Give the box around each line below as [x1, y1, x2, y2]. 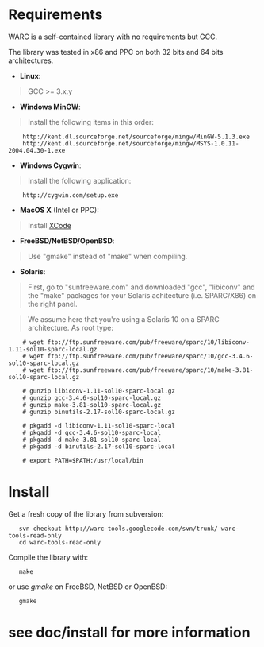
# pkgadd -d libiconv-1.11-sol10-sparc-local [22, 421, 176, 430]
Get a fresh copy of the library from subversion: [8, 509, 164, 518]
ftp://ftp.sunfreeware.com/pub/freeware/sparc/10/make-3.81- [47, 366, 254, 374]
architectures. [8, 56, 54, 65]
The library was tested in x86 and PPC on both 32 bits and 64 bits [8, 47, 224, 56]
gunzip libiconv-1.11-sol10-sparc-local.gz [29, 387, 176, 395]
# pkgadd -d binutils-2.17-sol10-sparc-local [22, 443, 176, 451]
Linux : [19, 71, 41, 80]
